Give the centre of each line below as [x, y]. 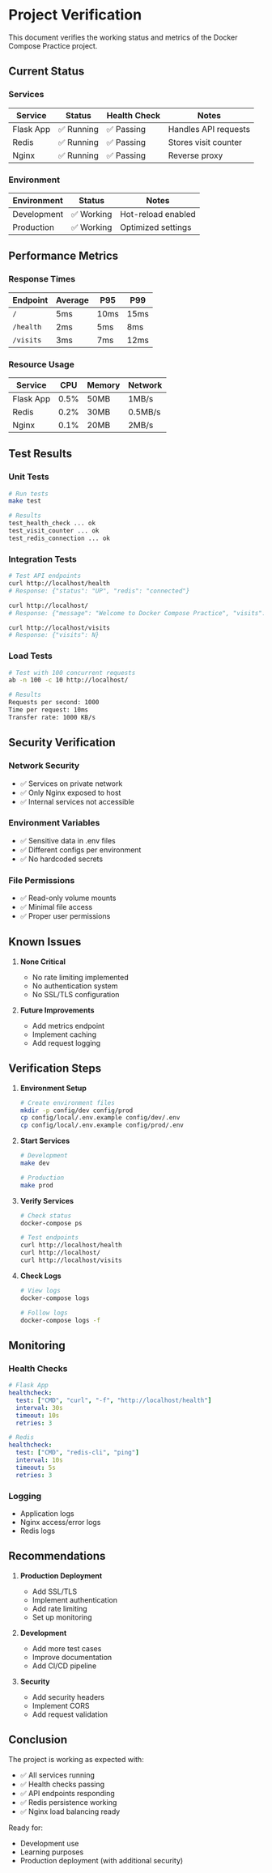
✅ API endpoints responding [67, 1793]
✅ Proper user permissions [65, 916]
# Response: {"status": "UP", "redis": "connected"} [99, 591]
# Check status [46, 1216]
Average [72, 299]
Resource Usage [41, 364]
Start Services [45, 1141]
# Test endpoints [49, 1238]
